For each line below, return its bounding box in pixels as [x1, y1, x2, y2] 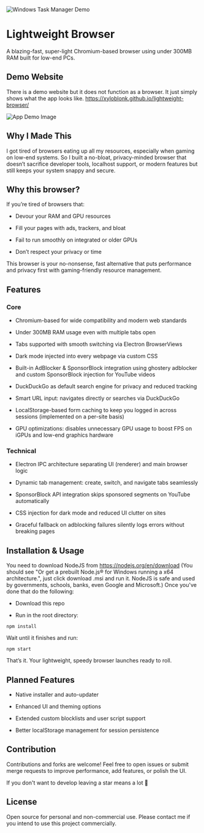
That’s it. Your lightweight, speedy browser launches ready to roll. [6, 657, 172, 664]
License [6, 797, 37, 807]
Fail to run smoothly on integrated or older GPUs [15, 236, 138, 244]
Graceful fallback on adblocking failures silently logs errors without [15, 521, 185, 529]
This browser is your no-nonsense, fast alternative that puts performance [6, 260, 192, 267]
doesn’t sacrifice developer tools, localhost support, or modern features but [6, 160, 198, 167]
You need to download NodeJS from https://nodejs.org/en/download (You [6, 562, 193, 569]
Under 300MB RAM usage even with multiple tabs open [15, 329, 156, 336]
